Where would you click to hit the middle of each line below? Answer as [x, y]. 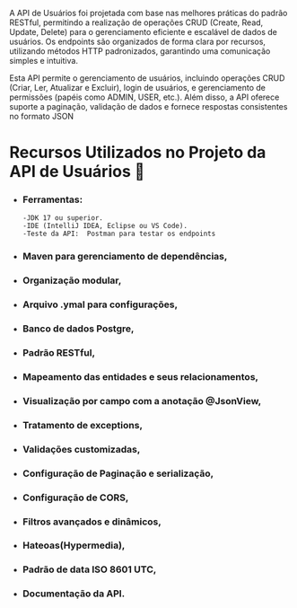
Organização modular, [72, 280]
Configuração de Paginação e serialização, [118, 473]
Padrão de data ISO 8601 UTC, [89, 569]
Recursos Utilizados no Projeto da [138, 153]
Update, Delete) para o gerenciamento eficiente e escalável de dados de [144, 32]
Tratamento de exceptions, [83, 425]
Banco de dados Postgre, [78, 329]
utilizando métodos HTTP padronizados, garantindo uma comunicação [140, 51]
